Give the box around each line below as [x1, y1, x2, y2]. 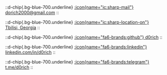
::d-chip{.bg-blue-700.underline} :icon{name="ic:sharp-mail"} [5, 4, 134, 10]
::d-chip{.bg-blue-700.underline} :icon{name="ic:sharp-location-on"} [5, 19, 149, 25]
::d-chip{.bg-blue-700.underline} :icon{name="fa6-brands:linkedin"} [5, 44, 147, 49]
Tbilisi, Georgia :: [5, 24, 40, 30]
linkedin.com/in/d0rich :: [5, 49, 56, 55]
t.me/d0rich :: [5, 64, 34, 70]
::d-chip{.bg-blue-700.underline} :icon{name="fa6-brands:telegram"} [5, 59, 149, 64]
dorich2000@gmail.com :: [5, 9, 59, 15]
